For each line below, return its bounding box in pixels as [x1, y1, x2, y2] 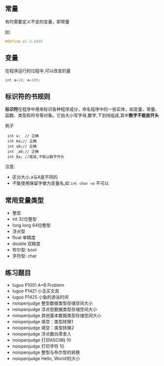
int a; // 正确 [7, 134, 39, 139]
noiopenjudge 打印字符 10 [12, 343, 65, 349]
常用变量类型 [5, 196, 44, 204]
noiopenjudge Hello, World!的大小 [12, 355, 80, 361]
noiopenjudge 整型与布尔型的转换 [12, 349, 80, 355]
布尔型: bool [12, 247, 37, 253]
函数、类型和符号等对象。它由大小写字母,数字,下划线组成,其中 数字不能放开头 [5, 113, 159, 118]
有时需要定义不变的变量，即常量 [5, 19, 70, 25]
